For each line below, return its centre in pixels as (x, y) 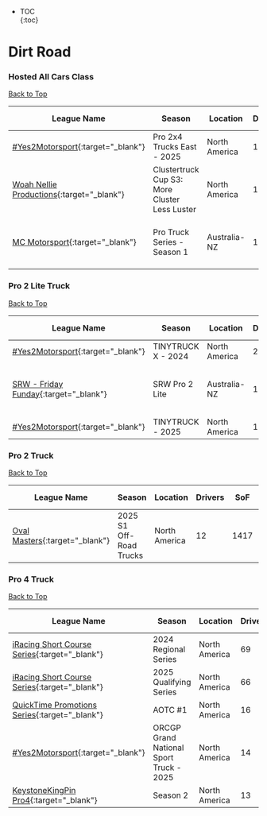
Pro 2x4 (168, 137)
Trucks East (175, 147)
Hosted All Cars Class (51, 77)
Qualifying (172, 683)
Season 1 (171, 252)
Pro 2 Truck (31, 455)
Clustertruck (176, 170)
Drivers (210, 497)
